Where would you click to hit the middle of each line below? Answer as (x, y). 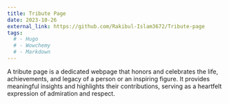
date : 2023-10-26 (32, 20)
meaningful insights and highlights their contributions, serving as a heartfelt (114, 86)
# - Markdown (32, 52)
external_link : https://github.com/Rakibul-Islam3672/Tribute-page (106, 26)
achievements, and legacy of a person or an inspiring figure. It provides (109, 79)
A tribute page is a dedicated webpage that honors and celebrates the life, (113, 71)
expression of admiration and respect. (61, 93)
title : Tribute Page (37, 13)
